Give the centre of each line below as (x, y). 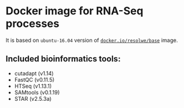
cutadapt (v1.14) (34, 73)
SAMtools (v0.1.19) (37, 92)
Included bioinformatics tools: (63, 59)
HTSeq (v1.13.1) (33, 86)
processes (32, 24)
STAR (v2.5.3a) (33, 98)
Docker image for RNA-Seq (75, 11)
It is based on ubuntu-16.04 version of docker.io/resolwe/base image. (92, 40)
